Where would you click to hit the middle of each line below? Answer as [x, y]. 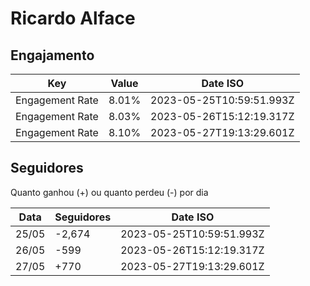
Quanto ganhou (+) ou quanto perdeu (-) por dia [109, 192]
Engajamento [52, 55]
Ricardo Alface [73, 18]
